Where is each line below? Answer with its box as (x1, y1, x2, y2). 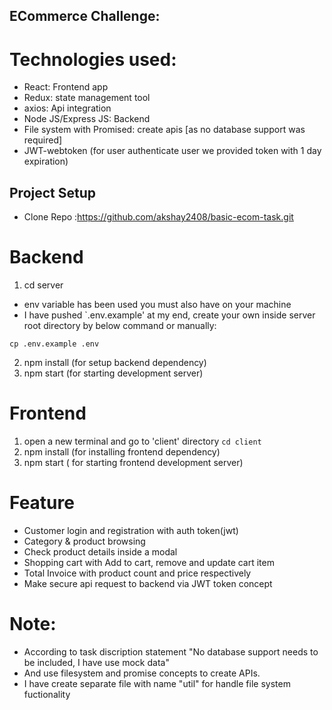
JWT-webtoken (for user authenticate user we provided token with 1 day (23, 145, 322, 157)
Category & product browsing (23, 535, 146, 547)
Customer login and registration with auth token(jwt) (23, 524, 239, 536)
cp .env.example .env (9, 339, 100, 349)
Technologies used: (9, 48, 177, 71)
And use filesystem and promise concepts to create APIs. (23, 667, 261, 679)
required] (23, 134, 63, 146)
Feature (9, 492, 75, 514)
